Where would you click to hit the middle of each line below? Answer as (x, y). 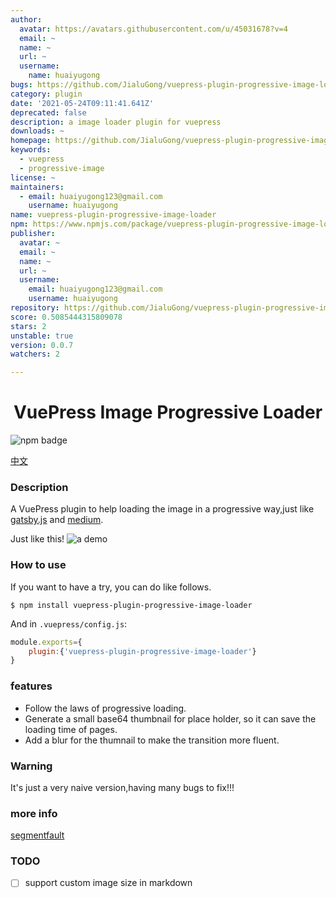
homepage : (31, 141)
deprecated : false (48, 112)
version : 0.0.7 (42, 345)
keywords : (31, 150)
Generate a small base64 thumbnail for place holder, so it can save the (170, 718)
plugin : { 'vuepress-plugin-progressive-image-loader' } (142, 651)
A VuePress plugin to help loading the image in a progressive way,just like (162, 509)
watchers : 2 (35, 354)
